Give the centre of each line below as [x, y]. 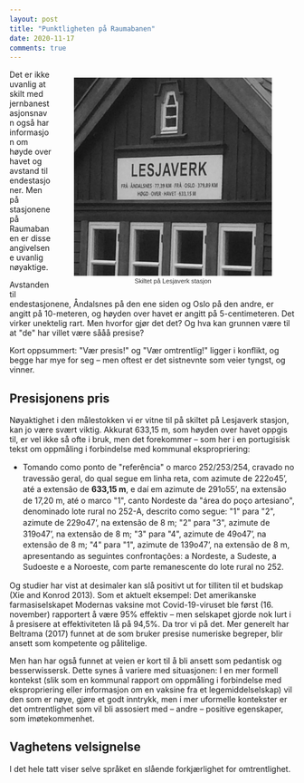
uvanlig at [28, 84]
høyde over [30, 152]
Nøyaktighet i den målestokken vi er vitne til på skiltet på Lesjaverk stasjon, [149, 420]
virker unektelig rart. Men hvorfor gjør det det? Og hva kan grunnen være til [150, 324]
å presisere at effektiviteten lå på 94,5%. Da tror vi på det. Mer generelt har [149, 624]
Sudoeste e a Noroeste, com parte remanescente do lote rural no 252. [153, 567]
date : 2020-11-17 [42, 38]
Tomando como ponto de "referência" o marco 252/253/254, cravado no [158, 468]
